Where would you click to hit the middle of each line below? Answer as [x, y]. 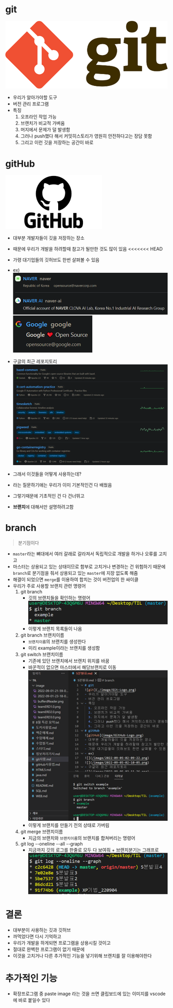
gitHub [20, 164]
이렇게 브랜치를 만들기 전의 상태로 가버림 [69, 825]
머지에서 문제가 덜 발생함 [45, 130]
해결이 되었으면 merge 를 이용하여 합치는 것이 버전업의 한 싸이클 [76, 579]
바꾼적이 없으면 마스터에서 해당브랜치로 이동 [72, 667]
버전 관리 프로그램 [31, 104]
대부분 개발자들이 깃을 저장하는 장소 [49, 238]
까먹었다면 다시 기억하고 [37, 936]
